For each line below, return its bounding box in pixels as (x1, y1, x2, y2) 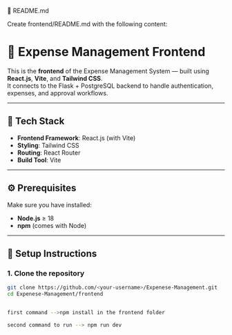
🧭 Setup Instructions (7, 247, 97, 259)
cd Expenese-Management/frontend (7, 291, 104, 298)
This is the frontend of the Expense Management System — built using (7, 66, 209, 75)
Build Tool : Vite (17, 155, 61, 164)
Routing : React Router (17, 149, 81, 157)
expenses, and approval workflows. (7, 88, 108, 97)
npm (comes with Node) (17, 221, 87, 229)
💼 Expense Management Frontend (7, 44, 206, 60)
